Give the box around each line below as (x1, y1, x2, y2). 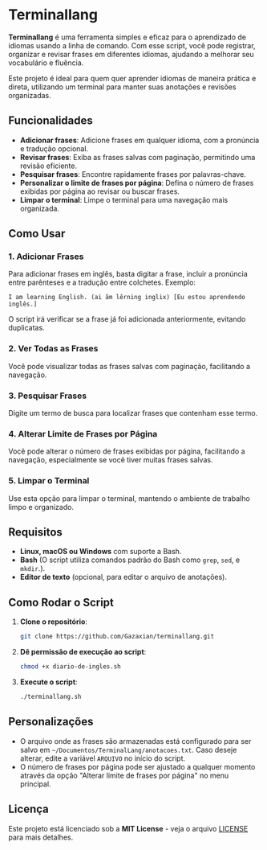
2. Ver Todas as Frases (8, 343, 99, 355)
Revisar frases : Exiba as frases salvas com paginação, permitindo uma (19, 152, 256, 162)
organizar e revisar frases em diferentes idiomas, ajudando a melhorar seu (8, 49, 254, 59)
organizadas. (8, 90, 51, 100)
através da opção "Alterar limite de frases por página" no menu (19, 770, 229, 780)
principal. (19, 778, 51, 789)
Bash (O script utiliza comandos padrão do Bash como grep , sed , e (19, 555, 241, 565)
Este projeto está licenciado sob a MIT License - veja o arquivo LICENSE (8, 823, 249, 833)
